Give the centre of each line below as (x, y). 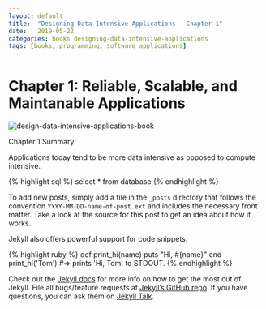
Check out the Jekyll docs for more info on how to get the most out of (125, 279)
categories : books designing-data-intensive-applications (108, 39)
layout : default (36, 16)
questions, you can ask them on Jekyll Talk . (82, 296)
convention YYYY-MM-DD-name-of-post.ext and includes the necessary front (133, 206)
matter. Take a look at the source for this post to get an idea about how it (130, 215)
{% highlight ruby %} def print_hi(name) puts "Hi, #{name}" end (115, 255)
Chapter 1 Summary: (43, 142)
